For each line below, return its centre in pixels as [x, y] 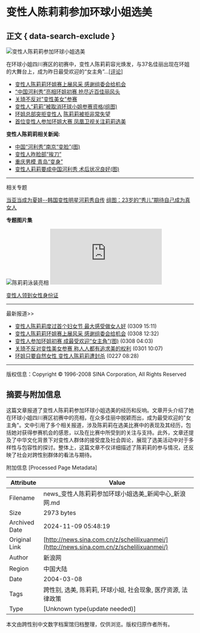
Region [19, 568]
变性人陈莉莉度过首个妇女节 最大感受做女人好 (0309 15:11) [86, 326]
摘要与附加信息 [34, 395]
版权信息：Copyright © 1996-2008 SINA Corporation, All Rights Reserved [96, 374]
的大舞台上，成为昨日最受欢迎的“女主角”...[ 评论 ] [65, 71]
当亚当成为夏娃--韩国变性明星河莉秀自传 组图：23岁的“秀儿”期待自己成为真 [98, 200]
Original [20, 540]
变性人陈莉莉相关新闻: [33, 134]
